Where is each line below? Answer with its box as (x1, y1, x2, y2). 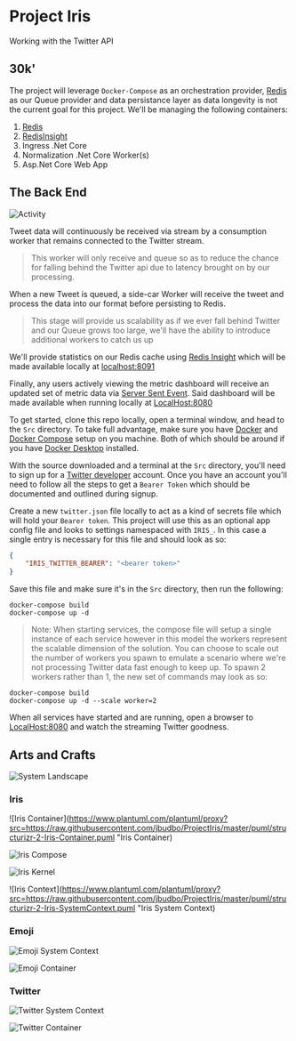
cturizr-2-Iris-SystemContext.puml (9, 903, 136, 914)
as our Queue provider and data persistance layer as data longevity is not (9, 94, 278, 105)
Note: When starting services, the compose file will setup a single (30, 625, 272, 635)
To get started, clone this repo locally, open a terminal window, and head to (9, 414, 284, 424)
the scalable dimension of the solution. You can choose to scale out (30, 643, 279, 654)
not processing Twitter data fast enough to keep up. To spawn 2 (30, 662, 267, 673)
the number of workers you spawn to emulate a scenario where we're (30, 652, 286, 664)
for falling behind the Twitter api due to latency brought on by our (30, 262, 270, 272)
